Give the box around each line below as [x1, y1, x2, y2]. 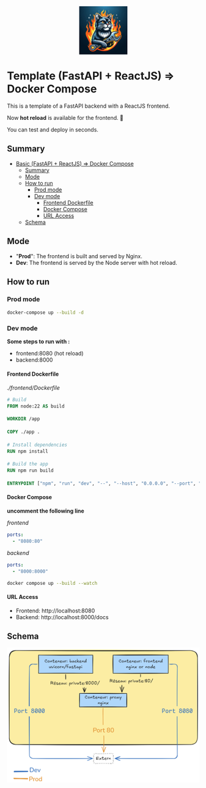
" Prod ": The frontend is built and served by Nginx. [15, 252, 142, 259]
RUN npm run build [7, 467, 54, 474]
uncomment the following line [7, 507, 84, 515]
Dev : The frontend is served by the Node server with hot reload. [15, 259, 178, 266]
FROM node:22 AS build [7, 403, 65, 409]
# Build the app [7, 461, 48, 467]
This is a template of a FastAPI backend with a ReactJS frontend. [7, 102, 171, 110]
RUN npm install [7, 448, 48, 455]
